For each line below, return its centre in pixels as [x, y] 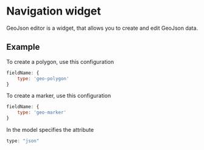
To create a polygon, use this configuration [60, 61]
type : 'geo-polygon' [43, 78]
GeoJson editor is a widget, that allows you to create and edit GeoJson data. [102, 28]
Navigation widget [54, 11]
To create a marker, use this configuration [59, 96]
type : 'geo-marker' [42, 113]
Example [23, 47]
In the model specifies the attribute [50, 130]
